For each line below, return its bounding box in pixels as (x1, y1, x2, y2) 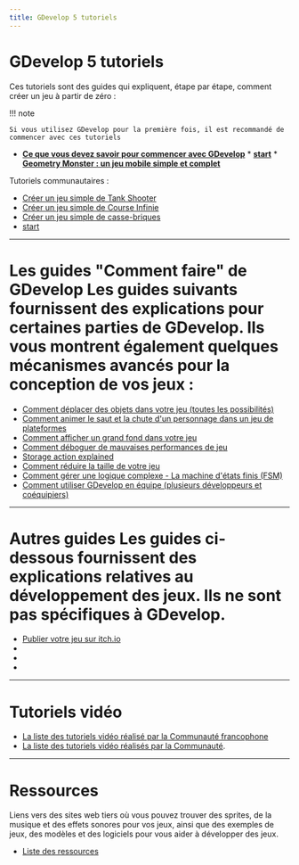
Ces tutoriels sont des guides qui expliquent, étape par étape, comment (9, 81, 272, 92)
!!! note (9, 108, 36, 119)
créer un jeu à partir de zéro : (9, 90, 117, 101)
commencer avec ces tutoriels (9, 133, 122, 142)
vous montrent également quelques (9, 336, 279, 357)
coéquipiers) (21, 489, 69, 499)
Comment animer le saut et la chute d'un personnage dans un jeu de (21, 413, 274, 424)
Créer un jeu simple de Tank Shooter (21, 193, 158, 203)
